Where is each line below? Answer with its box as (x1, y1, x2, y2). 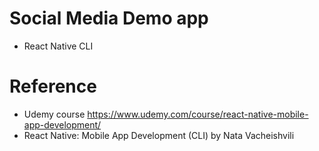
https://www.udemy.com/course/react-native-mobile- (87, 108, 309, 120)
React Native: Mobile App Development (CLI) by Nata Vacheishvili (23, 129, 295, 141)
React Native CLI (23, 40, 94, 52)
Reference (9, 75, 97, 98)
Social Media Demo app (9, 7, 209, 30)
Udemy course (23, 108, 86, 120)
